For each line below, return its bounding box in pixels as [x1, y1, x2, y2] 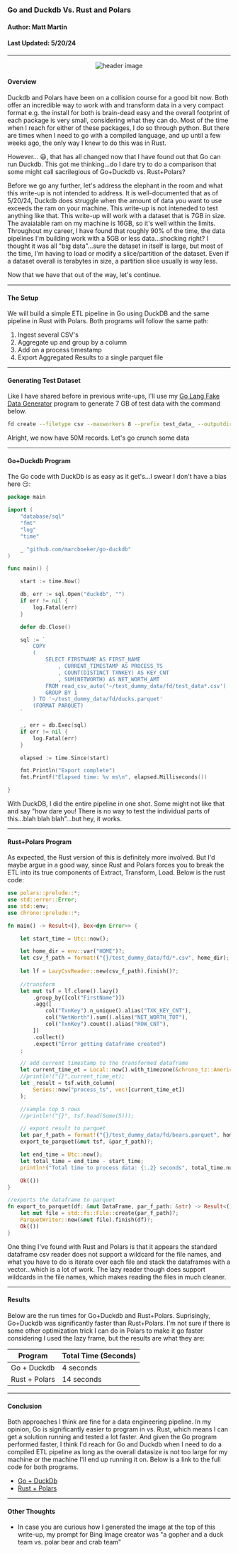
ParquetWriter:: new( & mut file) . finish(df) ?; [20, 1216, 154, 1223]
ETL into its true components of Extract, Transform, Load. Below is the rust [7, 868, 225, 877]
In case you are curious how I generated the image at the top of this [17, 1522, 216, 1532]
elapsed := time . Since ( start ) [20, 754, 110, 762]
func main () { [7, 565, 50, 573]
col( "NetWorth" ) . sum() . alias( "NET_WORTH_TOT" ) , [45, 1014, 189, 1021]
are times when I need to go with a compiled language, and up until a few [7, 131, 221, 139]
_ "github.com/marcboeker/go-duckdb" [20, 546, 132, 553]
